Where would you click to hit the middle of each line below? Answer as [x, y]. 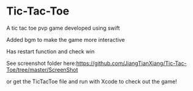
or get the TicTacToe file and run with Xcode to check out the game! [92, 81]
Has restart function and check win [50, 51]
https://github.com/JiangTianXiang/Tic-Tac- [131, 63]
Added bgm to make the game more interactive [66, 39]
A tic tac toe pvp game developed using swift [63, 28]
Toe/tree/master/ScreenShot [42, 69]
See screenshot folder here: [42, 63]
